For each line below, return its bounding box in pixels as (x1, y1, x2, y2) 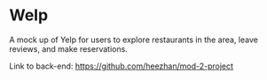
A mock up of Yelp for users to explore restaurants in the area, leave (9, 34, 259, 45)
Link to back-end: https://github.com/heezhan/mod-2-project (9, 61, 233, 71)
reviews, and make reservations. (9, 43, 129, 54)
